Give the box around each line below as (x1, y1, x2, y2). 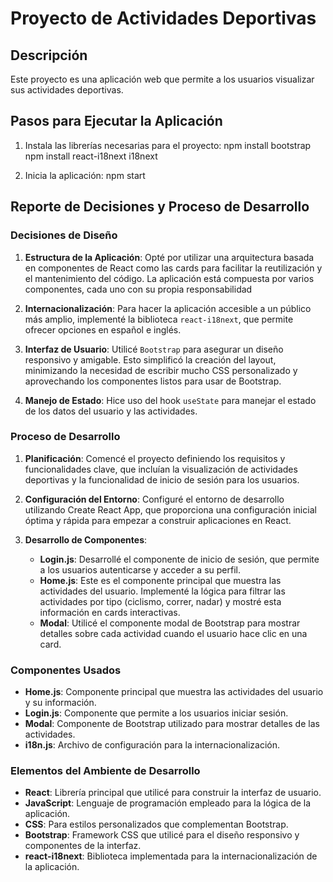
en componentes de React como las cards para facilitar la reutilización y (24, 262, 323, 274)
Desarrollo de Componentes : (24, 533, 148, 546)
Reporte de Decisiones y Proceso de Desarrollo (10, 198, 310, 216)
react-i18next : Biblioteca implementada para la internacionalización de (24, 850, 318, 862)
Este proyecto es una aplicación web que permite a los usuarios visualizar (10, 73, 315, 85)
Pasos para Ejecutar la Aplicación (10, 113, 223, 130)
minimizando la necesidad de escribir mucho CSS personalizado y (24, 364, 298, 376)
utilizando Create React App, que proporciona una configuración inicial (24, 503, 317, 516)
